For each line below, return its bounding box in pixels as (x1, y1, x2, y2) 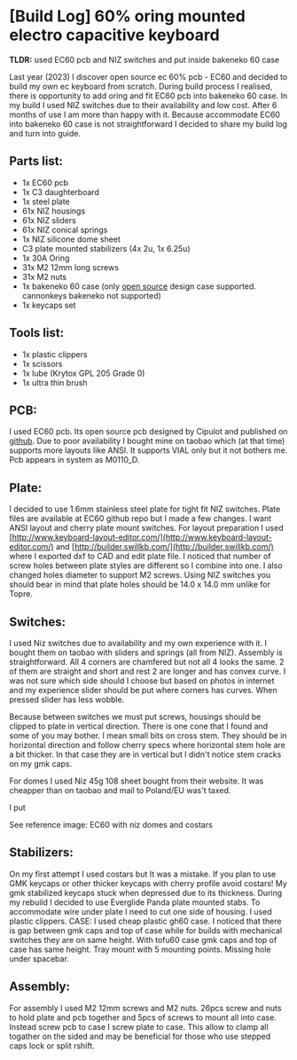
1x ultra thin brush (21, 377, 88, 387)
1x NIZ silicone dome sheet (21, 233, 121, 245)
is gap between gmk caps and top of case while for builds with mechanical (9, 924, 283, 936)
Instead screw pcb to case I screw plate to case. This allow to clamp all (9, 1021, 269, 1032)
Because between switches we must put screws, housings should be (9, 712, 262, 721)
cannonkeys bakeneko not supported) (21, 290, 161, 300)
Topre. (9, 588, 34, 599)
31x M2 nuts (21, 271, 67, 282)
